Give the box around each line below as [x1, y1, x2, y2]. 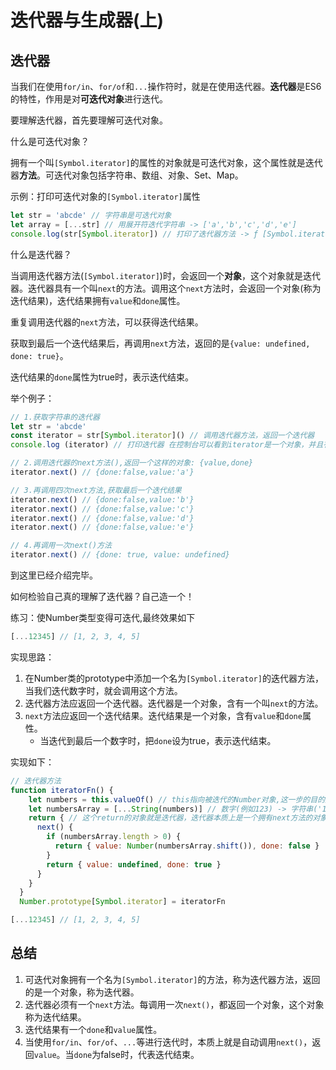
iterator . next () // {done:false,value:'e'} [10, 522, 195, 533]
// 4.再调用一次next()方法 [10, 541, 112, 551]
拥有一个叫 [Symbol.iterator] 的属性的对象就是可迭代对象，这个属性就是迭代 [10, 157, 323, 168]
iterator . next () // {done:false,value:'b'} [10, 494, 195, 505]
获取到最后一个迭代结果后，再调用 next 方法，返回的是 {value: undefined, [10, 337, 311, 349]
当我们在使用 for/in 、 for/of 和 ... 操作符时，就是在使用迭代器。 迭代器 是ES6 [10, 81, 322, 92]
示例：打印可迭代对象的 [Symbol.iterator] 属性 [10, 191, 201, 202]
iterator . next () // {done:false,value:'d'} [10, 513, 195, 523]
